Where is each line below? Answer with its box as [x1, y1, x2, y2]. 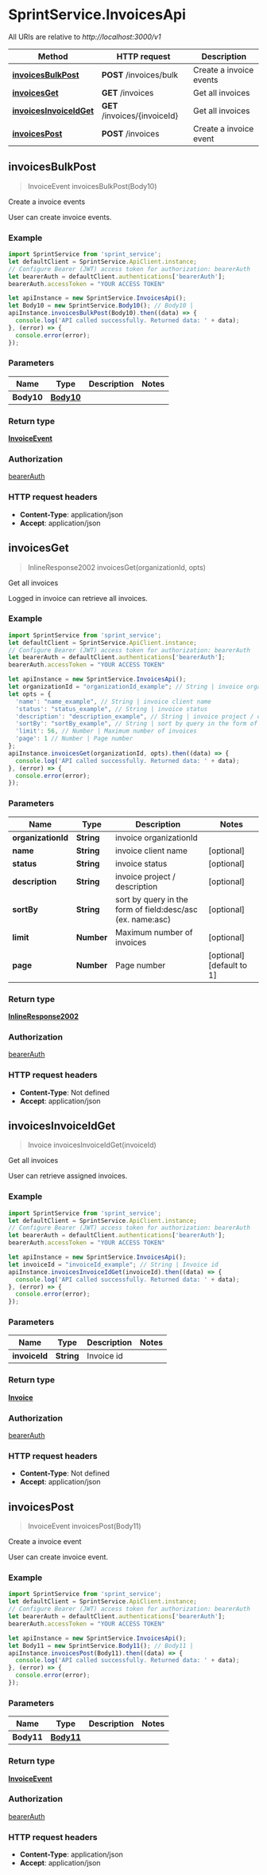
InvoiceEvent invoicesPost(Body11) [27, 1521, 141, 1531]
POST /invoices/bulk [101, 69, 179, 81]
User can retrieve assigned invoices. [8, 1171, 128, 1181]
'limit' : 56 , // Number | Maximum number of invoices [15, 727, 197, 735]
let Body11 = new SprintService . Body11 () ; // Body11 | [8, 1641, 194, 1649]
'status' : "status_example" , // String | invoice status [15, 705, 208, 713]
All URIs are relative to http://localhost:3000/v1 [8, 32, 161, 41]
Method [37, 50, 69, 61]
